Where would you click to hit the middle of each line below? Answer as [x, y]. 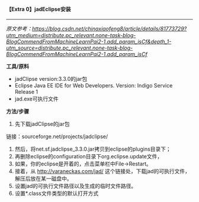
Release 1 [26, 92]
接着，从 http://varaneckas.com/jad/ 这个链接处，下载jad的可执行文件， [102, 171]
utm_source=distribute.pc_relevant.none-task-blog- [70, 48]
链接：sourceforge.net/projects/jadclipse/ [57, 136]
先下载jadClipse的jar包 [42, 124]
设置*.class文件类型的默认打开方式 [57, 193]
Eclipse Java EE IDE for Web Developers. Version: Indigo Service [94, 86]
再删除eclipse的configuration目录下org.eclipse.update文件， [89, 157]
